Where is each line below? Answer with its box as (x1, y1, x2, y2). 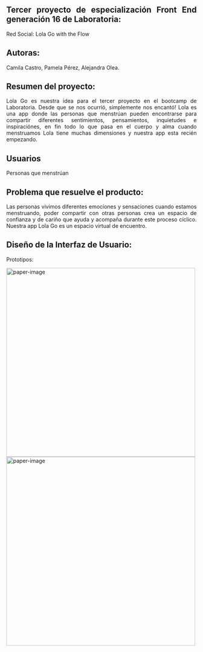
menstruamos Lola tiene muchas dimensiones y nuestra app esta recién (6, 129, 197, 137)
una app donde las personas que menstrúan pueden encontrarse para (6, 110, 197, 117)
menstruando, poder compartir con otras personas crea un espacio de (6, 210, 197, 217)
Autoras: (6, 48, 40, 58)
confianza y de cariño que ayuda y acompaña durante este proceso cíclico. (6, 216, 197, 223)
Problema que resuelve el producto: (6, 187, 144, 197)
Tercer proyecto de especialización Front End (6, 5, 197, 15)
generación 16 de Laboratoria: (6, 15, 121, 25)
